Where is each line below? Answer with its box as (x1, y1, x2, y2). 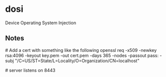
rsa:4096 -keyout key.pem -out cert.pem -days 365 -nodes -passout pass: (5, 52, 159, 58)
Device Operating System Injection (5, 20, 76, 26)
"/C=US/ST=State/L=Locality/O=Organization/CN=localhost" (14, 58, 140, 64)
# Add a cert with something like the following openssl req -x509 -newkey (5, 47, 157, 53)
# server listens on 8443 (5, 67, 56, 73)
